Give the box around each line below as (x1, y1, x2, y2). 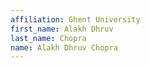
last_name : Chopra (10, 33, 87, 43)
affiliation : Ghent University (10, 14, 141, 25)
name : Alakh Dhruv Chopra (10, 42, 118, 53)
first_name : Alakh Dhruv (10, 24, 114, 34)
